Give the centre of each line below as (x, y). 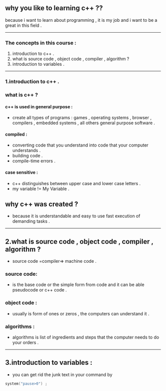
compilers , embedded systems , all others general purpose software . (84, 123)
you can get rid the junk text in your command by (62, 374)
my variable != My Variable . (41, 189)
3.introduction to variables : (49, 363)
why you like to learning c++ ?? (54, 8)
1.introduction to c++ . (32, 82)
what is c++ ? (21, 95)
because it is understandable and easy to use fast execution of (76, 216)
